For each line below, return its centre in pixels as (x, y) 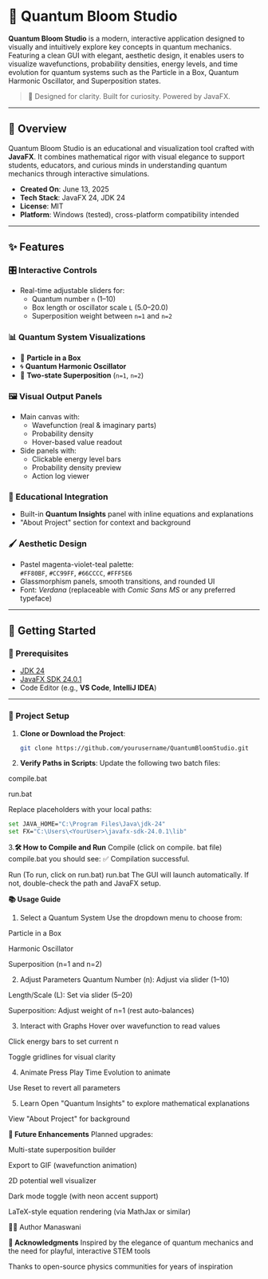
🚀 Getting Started (52, 631)
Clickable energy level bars (76, 459)
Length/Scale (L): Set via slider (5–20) (71, 995)
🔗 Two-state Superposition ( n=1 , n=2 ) (82, 375)
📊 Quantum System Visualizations (77, 337)
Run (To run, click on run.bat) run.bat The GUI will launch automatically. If (129, 875)
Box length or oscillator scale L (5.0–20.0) (100, 307)
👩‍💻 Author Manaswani (45, 1227)
